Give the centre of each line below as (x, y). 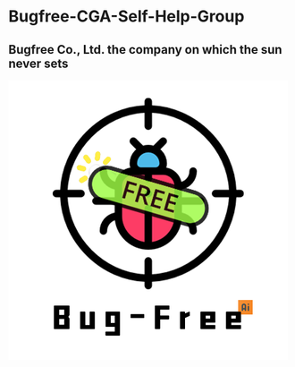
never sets (38, 63)
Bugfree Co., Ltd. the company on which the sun (145, 50)
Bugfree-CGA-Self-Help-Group (126, 17)
